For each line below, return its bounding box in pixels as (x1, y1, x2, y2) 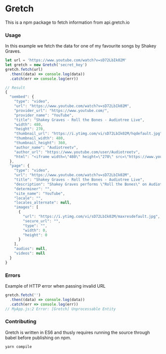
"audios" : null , (14, 246, 48, 252)
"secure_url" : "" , (23, 218, 61, 223)
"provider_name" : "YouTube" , (14, 112, 74, 118)
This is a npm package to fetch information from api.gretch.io (5, 19, 130, 25)
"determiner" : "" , (14, 186, 52, 191)
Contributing (5, 318, 37, 325)
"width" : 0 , (23, 228, 48, 233)
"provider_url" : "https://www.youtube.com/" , (14, 108, 110, 113)
